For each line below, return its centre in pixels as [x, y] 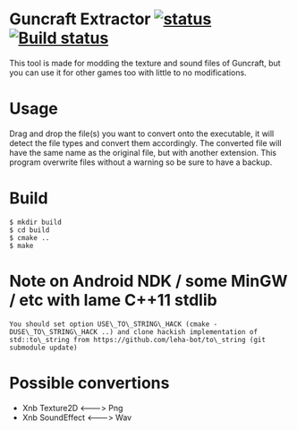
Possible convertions [89, 383]
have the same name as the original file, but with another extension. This [143, 152]
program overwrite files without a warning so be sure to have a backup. [141, 162]
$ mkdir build [36, 222]
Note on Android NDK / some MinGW [148, 281]
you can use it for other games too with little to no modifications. [128, 73]
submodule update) [43, 348]
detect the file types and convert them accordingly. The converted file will [145, 142]
